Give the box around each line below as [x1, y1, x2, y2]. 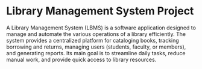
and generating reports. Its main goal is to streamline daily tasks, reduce [6, 49, 186, 56]
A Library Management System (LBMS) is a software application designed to [6, 24, 196, 31]
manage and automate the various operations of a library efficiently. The [6, 30, 186, 37]
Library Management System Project [6, 4, 194, 18]
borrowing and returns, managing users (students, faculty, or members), [6, 43, 186, 50]
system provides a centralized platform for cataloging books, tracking [6, 37, 179, 44]
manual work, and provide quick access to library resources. [6, 56, 157, 63]
